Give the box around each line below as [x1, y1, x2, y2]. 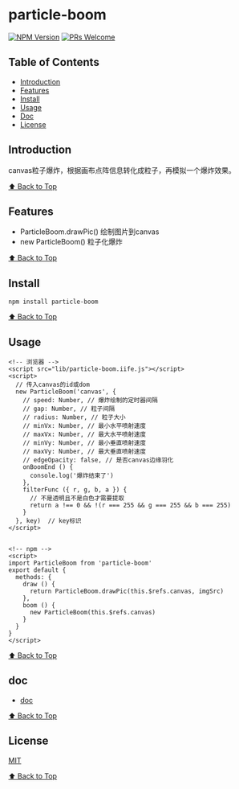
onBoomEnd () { [22, 463, 74, 471]
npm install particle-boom [8, 298, 99, 306]
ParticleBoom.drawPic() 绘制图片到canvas [19, 227, 160, 236]
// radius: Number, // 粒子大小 [22, 413, 126, 421]
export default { [8, 566, 67, 574]
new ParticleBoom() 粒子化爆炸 [19, 237, 123, 247]
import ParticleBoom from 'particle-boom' [8, 559, 152, 567]
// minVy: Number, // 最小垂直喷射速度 [22, 439, 147, 447]
